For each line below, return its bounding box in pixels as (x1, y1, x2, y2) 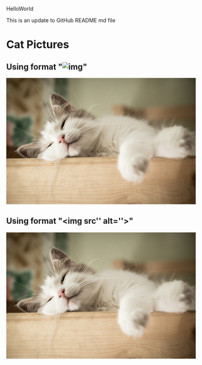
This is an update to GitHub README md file (6, 17, 116, 23)
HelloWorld (6, 5, 34, 12)
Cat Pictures (6, 38, 69, 52)
